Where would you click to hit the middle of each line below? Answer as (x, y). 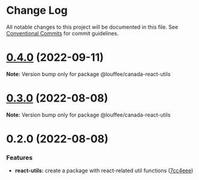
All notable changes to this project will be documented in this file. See (92, 27)
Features (19, 157)
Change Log (37, 10)
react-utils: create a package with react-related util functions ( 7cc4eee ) (104, 170)
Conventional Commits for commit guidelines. (62, 33)
